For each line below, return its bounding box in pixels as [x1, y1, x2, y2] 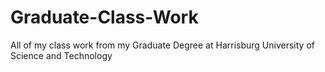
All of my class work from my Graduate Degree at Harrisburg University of [10, 39, 315, 51]
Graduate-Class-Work [10, 6, 199, 29]
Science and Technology [10, 49, 113, 61]
